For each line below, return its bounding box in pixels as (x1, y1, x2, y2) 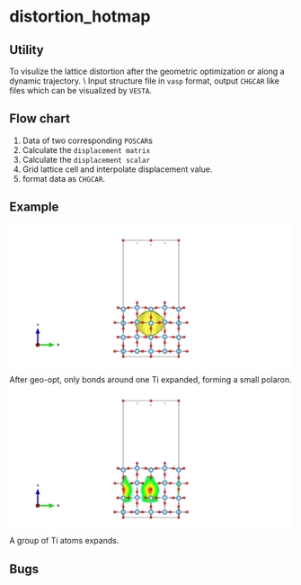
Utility (9, 42, 44, 58)
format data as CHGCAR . (22, 173, 106, 184)
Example (9, 200, 59, 215)
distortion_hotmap (9, 6, 151, 27)
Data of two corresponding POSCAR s (22, 135, 153, 146)
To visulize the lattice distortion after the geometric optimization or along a (9, 66, 285, 76)
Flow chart (9, 111, 70, 127)
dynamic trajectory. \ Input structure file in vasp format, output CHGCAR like (9, 76, 280, 86)
